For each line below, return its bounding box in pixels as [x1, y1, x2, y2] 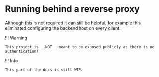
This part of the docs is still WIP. [5, 67, 83, 72]
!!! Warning [5, 35, 27, 41]
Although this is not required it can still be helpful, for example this [5, 20, 141, 26]
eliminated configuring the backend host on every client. [5, 25, 121, 31]
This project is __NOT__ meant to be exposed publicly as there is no [5, 44, 155, 49]
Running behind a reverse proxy [5, 3, 140, 15]
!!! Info [5, 57, 18, 63]
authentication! [5, 49, 39, 54]
